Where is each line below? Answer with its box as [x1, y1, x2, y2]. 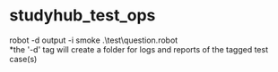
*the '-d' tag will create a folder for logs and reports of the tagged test [9, 44, 269, 54]
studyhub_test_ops [9, 5, 156, 26]
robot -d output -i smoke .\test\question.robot [9, 35, 178, 45]
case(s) [9, 53, 38, 64]
